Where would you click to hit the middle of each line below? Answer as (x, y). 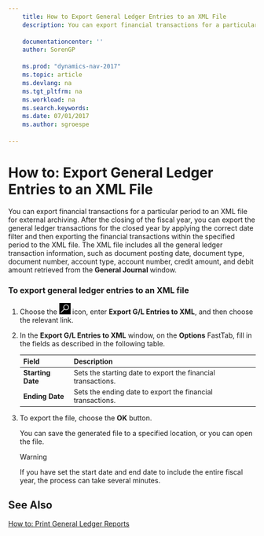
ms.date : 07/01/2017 (56, 116)
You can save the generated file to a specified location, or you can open (136, 433)
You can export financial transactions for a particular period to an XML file (128, 211)
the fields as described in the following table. (92, 344)
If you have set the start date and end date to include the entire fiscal (131, 471)
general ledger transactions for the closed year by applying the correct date (131, 227)
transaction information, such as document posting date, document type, (126, 253)
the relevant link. (46, 320)
